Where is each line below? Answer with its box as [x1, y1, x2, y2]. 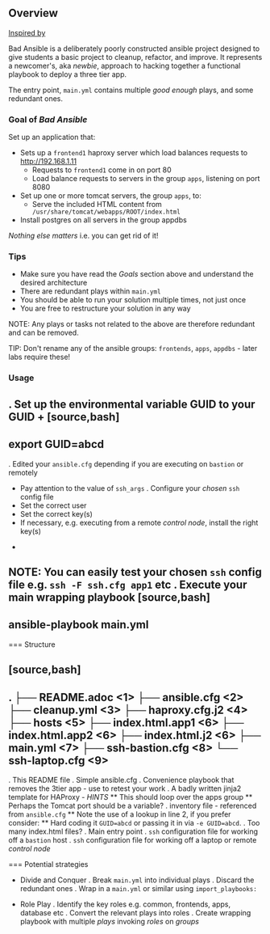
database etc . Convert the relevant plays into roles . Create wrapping [19, 907, 251, 917]
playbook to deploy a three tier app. [8, 69, 127, 79]
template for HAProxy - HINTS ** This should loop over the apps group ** [8, 792, 253, 801]
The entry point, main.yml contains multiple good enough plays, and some [8, 85, 254, 95]
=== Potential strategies [8, 859, 89, 868]
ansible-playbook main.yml [8, 618, 149, 632]
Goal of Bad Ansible [8, 113, 88, 125]
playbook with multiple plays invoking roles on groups [19, 916, 200, 926]
